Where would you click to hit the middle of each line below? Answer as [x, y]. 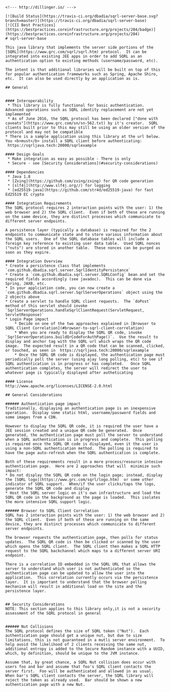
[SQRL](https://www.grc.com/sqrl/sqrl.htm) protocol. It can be [76, 52]
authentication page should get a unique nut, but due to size [74, 635]
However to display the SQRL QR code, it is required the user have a [82, 426]
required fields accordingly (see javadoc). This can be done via [78, 279]
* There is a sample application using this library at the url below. [83, 136]
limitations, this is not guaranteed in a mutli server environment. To [85, 640]
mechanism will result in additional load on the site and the [74, 587]
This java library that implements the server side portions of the [79, 47]
